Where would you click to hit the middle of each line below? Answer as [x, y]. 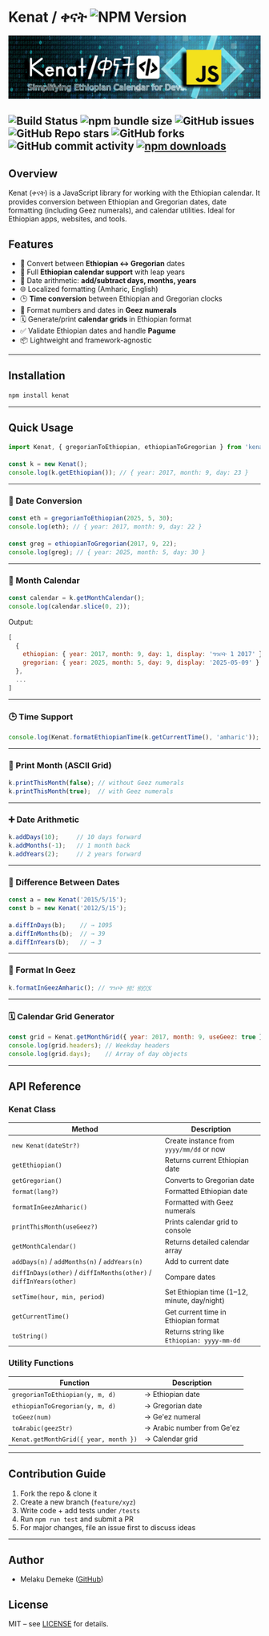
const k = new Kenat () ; [48, 464]
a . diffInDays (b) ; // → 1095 [60, 925]
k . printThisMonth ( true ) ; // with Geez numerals [91, 792]
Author [26, 1560]
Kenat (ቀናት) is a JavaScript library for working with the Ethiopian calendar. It [134, 193]
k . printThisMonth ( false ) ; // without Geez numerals [96, 783]
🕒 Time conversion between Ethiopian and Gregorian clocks [121, 298]
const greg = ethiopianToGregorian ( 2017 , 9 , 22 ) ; [93, 544]
